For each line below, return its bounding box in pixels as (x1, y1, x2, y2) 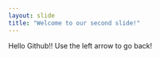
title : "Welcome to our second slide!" (8, 19, 141, 27)
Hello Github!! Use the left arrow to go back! (8, 41, 153, 50)
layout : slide (8, 11, 56, 20)
